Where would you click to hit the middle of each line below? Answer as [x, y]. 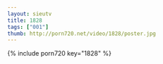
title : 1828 [25, 20]
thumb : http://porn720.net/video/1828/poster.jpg [82, 33]
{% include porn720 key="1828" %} [59, 53]
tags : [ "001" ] [28, 27]
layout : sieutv [30, 14]
